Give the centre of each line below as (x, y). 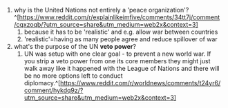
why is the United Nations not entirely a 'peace (80, 10)
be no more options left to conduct (73, 76)
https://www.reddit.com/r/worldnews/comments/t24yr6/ (140, 83)
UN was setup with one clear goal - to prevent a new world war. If (117, 54)
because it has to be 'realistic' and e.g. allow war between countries (121, 32)
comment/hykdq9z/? (54, 90)
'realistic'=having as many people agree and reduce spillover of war (121, 39)
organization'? (169, 10)
